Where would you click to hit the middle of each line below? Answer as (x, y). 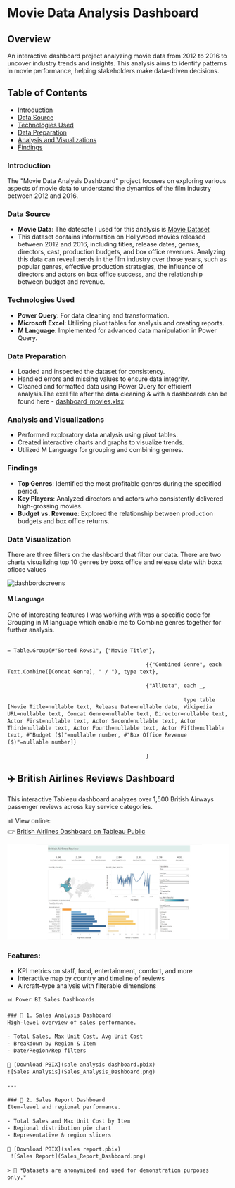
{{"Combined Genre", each (184, 665)
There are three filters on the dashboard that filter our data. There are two (114, 554)
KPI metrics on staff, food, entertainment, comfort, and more (105, 971)
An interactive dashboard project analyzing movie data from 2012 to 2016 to (117, 56)
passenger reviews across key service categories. (80, 806)
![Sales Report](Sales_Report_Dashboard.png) (78, 1156)
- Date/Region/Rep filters (47, 1051)
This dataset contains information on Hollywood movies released (112, 237)
